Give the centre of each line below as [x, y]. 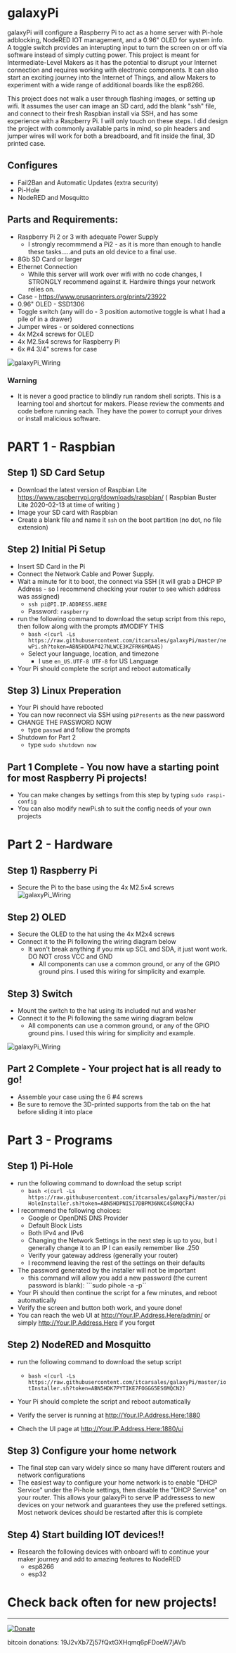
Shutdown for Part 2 [46, 737]
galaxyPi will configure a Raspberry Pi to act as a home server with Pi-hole [115, 32]
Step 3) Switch [40, 993]
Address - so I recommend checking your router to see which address [119, 589]
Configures [33, 166]
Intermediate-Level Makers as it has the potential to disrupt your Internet [112, 62]
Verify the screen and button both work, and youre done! [100, 1307]
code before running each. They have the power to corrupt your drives [120, 411]
